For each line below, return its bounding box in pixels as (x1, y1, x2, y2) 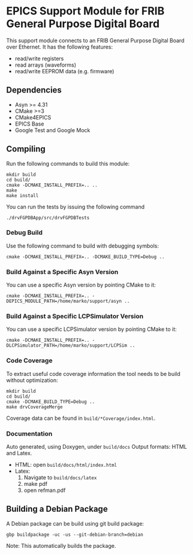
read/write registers (14, 55, 64, 62)
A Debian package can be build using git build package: (6, 520, 144, 527)
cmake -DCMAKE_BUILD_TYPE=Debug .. (6, 398, 95, 405)
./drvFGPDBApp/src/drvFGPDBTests (6, 214, 90, 220)
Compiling (6, 144, 46, 154)
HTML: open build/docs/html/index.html (14, 461, 117, 469)
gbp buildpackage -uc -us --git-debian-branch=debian (6, 532, 144, 538)
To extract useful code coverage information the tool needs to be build (6, 370, 181, 377)
